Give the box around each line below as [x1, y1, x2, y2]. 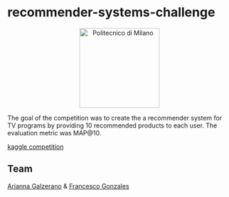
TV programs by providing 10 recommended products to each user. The [7, 121, 218, 130]
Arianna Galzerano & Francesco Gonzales [7, 181, 129, 190]
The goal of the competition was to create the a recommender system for [7, 113, 223, 122]
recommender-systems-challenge [7, 4, 215, 21]
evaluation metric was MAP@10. [7, 128, 102, 137]
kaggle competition [7, 142, 64, 151]
